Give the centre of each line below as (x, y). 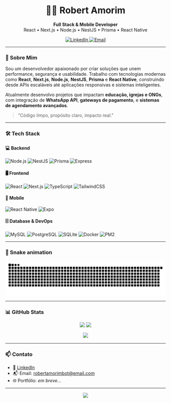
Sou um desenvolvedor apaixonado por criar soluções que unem (73, 69)
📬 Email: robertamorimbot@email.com (54, 373)
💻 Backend (18, 148)
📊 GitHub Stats (25, 312)
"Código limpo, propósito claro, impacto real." (65, 115)
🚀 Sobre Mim (21, 57)
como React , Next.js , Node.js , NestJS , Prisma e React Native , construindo (85, 80)
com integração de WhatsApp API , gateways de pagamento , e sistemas (82, 100)
